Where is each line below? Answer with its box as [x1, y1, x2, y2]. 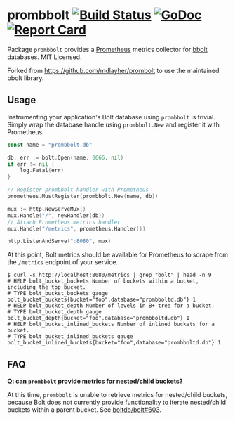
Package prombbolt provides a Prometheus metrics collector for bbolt [7, 45, 208, 53]
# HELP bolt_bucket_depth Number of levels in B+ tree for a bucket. [7, 302, 215, 309]
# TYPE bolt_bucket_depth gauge [7, 309, 102, 316]
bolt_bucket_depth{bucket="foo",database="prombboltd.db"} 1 [7, 315, 190, 322]
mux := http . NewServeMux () [7, 205, 86, 212]
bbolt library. [7, 74, 44, 82]
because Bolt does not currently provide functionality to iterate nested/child [7, 398, 227, 407]
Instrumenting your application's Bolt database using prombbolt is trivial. [7, 112, 215, 121]
